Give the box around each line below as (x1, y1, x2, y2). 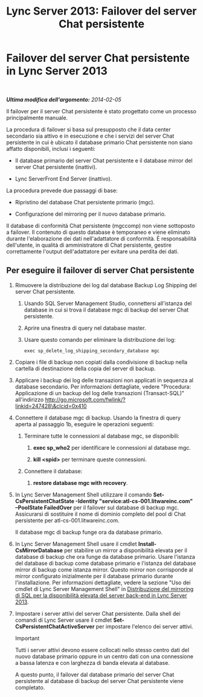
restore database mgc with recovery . (33, 479, 128, 486)
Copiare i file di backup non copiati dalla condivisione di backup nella (14, 358, 188, 365)
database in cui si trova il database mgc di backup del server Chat (24, 306, 189, 313)
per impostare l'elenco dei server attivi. (95, 622, 193, 630)
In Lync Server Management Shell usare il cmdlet (14, 540, 137, 547)
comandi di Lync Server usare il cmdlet (14, 616, 112, 624)
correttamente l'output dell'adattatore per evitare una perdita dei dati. (6, 247, 179, 255)
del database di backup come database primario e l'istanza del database (14, 559, 196, 567)
